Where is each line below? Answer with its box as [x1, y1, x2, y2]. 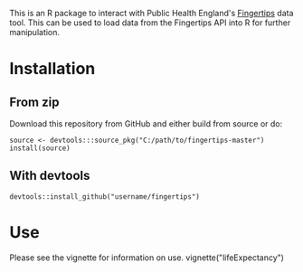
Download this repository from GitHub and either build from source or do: [9, 118, 283, 129]
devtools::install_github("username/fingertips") [9, 192, 201, 202]
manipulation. [9, 27, 61, 37]
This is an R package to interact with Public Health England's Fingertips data [9, 8, 294, 18]
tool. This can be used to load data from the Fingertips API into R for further [9, 17, 291, 28]
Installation [9, 59, 96, 80]
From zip [9, 94, 60, 109]
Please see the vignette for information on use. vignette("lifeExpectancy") [9, 252, 285, 263]
